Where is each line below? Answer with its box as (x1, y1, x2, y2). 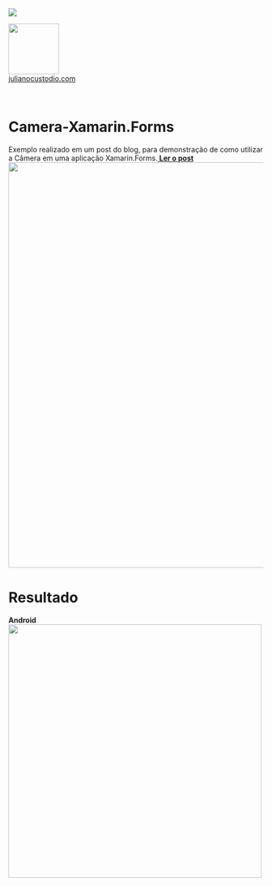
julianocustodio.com (8, 74, 76, 83)
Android (8, 615, 36, 625)
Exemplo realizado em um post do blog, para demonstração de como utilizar (8, 144, 263, 154)
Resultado (8, 589, 79, 607)
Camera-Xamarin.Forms (8, 118, 175, 136)
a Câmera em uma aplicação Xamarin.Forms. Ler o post (8, 153, 194, 163)
